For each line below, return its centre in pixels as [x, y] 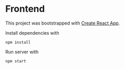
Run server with [22, 52]
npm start [16, 61]
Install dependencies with [32, 33]
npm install [18, 42]
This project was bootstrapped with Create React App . [63, 23]
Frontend [25, 9]
